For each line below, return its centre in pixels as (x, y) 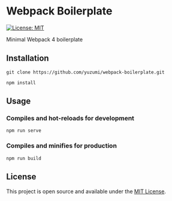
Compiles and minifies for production (61, 146)
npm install (21, 82)
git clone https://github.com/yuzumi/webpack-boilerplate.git (85, 72)
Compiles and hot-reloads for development (70, 119)
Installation (28, 58)
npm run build (24, 158)
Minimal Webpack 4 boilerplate (44, 39)
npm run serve (24, 131)
